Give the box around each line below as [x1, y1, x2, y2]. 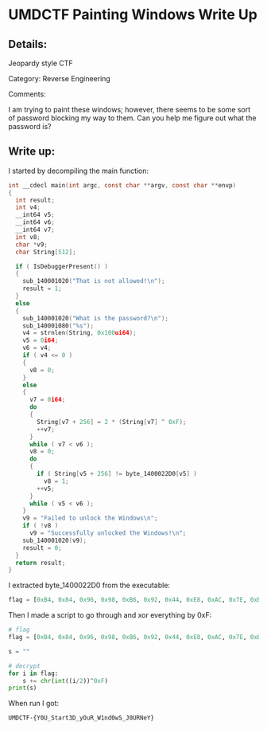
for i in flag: [8, 669, 59, 677]
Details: [8, 37, 48, 51]
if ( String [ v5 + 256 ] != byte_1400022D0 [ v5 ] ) [37, 470, 197, 478]
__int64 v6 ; [15, 218, 56, 226]
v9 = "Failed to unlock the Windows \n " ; [22, 514, 158, 523]
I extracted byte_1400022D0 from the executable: [8, 580, 171, 591]
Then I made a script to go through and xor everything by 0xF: [8, 610, 212, 620]
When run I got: [8, 699, 60, 708]
